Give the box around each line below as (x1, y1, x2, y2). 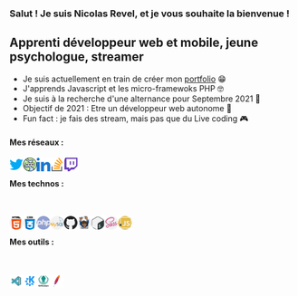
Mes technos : (9, 177, 64, 188)
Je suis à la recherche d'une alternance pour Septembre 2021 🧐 (22, 93, 261, 104)
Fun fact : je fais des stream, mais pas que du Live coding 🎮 (22, 112, 249, 124)
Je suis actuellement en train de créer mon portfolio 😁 (22, 73, 226, 84)
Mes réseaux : (9, 137, 64, 148)
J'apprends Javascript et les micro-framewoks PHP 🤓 (22, 82, 225, 93)
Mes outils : (9, 236, 54, 247)
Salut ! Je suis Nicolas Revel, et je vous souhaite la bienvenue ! (9, 7, 290, 20)
